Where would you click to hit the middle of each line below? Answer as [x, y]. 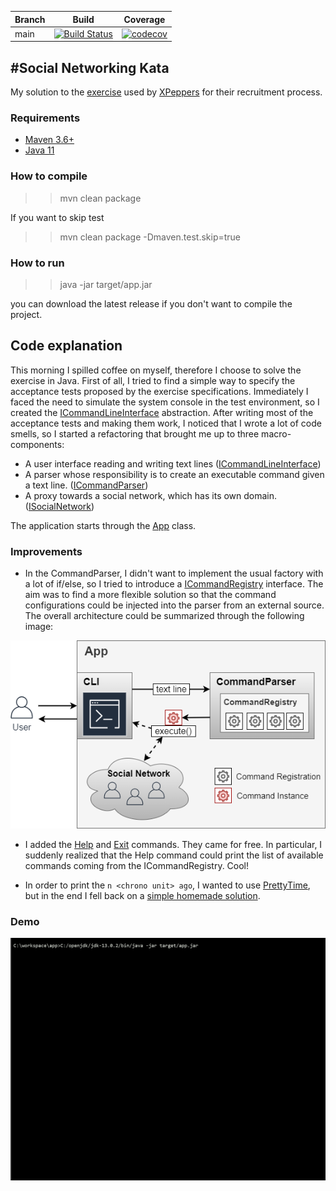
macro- [276, 433]
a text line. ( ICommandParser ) [86, 485]
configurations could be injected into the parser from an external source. [174, 605]
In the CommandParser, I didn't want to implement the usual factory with [174, 573]
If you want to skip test [57, 217]
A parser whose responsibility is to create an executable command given [174, 474]
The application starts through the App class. [103, 525]
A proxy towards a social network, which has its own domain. [151, 495]
